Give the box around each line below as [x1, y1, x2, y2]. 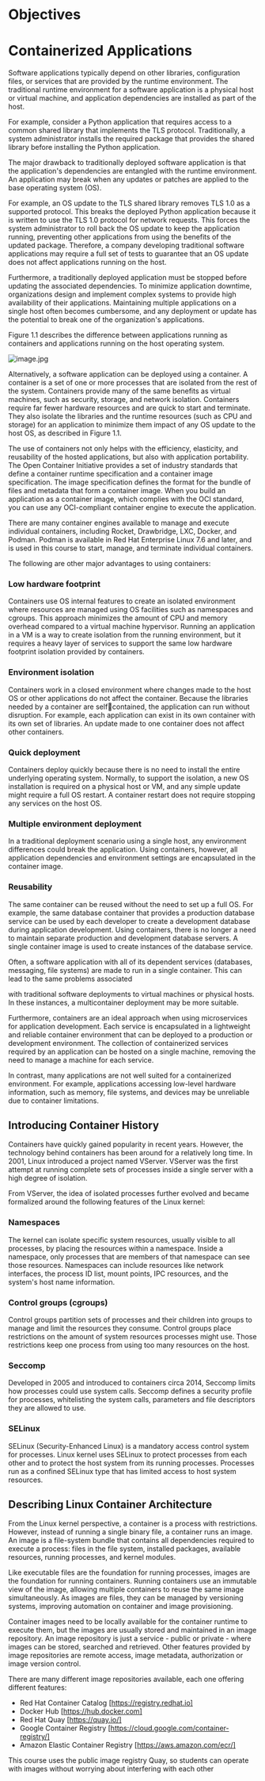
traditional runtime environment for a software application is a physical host [8, 85, 255, 94]
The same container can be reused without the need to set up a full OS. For [8, 899, 254, 909]
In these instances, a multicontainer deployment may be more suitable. [8, 998, 239, 1007]
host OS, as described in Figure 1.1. [8, 428, 123, 438]
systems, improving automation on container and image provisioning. [8, 1602, 233, 1611]
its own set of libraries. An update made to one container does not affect [8, 718, 245, 728]
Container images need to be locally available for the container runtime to [8, 1617, 248, 1626]
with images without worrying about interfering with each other [8, 1764, 214, 1774]
